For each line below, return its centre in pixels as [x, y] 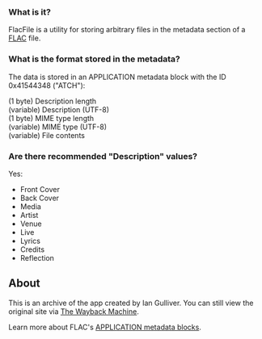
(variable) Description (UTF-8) [59, 109]
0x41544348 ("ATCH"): [47, 85]
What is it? [30, 12]
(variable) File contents [46, 135]
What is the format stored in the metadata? [94, 59]
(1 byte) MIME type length [51, 118]
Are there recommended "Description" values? [103, 156]
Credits [32, 249]
